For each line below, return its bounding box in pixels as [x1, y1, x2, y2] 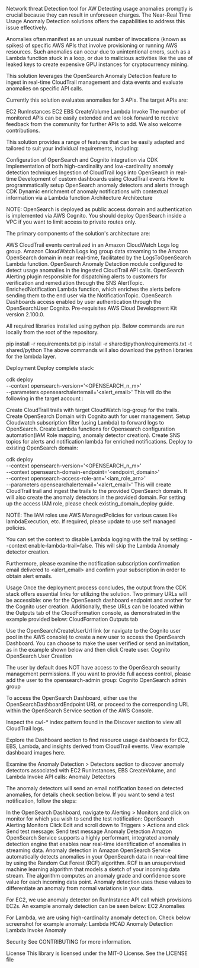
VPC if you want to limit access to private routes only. [6, 218, 137, 225]
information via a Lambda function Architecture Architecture [6, 194, 153, 201]
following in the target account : [6, 395, 84, 402]
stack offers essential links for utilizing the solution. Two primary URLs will [6, 590, 187, 597]
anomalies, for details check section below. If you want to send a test [6, 791, 175, 798]
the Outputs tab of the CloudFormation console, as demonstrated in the [6, 609, 181, 616]
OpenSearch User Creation [6, 652, 72, 659]
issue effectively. [6, 24, 47, 31]
